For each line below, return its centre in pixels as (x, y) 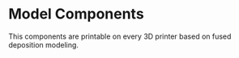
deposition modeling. (44, 44)
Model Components (76, 14)
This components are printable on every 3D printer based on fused (120, 36)
